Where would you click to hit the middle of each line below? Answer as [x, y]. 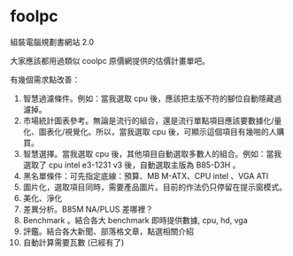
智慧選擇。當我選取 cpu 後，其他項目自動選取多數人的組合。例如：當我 [152, 153]
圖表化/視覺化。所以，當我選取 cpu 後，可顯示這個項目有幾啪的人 [158, 131]
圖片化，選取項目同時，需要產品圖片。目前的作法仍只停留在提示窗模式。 [154, 187]
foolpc [34, 16]
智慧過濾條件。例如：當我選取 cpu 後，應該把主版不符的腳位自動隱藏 [148, 98]
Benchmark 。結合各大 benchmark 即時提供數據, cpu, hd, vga [135, 220]
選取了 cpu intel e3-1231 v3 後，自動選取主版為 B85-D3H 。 [131, 165]
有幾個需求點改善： [45, 79]
